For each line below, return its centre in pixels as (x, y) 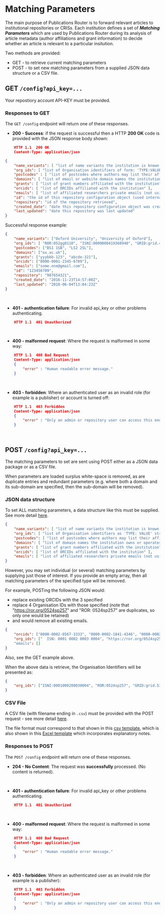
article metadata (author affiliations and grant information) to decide (74, 38)
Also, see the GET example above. (40, 658)
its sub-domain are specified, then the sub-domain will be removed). (74, 486)
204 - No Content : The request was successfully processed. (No (79, 766)
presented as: (19, 672)
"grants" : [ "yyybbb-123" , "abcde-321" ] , (56, 257)
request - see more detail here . (36, 719)
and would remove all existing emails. (50, 621)
